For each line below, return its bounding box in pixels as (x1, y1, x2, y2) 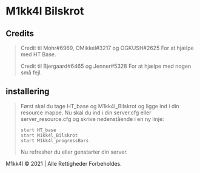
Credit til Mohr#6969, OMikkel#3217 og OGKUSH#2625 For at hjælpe (20, 44, 195, 51)
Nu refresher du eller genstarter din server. (20, 148, 128, 155)
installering (5, 86, 50, 97)
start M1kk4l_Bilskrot (20, 132, 78, 139)
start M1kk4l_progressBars (20, 137, 89, 143)
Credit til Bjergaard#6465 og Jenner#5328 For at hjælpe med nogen (20, 62, 192, 70)
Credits (5, 28, 35, 39)
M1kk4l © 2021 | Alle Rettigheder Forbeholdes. (5, 160, 122, 167)
